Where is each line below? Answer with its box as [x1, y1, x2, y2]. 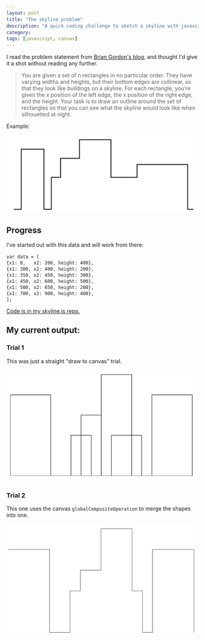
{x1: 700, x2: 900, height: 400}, [6, 291, 95, 297]
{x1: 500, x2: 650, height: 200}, [6, 285, 95, 291]
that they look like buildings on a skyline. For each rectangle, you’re [21, 85, 191, 92]
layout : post [6, 10, 40, 16]
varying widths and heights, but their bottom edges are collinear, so [21, 78, 192, 86]
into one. [6, 511, 29, 519]
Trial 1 [6, 344, 24, 352]
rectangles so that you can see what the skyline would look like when [21, 104, 196, 111]
